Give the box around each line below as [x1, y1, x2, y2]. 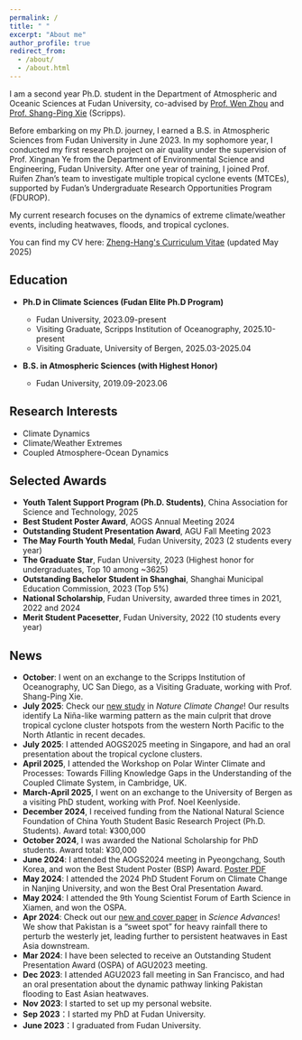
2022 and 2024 [22, 602, 81, 614]
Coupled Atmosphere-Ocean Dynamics [22, 447, 169, 458]
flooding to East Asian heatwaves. [22, 989, 149, 999]
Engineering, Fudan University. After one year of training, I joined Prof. [9, 163, 270, 174]
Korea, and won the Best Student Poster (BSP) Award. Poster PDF [22, 864, 267, 875]
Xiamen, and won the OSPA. [22, 902, 127, 913]
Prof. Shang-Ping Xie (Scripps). [9, 107, 126, 118]
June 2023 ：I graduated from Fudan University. [22, 1020, 201, 1031]
